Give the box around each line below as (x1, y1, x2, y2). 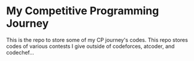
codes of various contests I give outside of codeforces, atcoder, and (6, 43, 175, 50)
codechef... (6, 49, 35, 56)
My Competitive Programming (6, 4, 159, 18)
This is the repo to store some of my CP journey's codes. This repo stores (6, 36, 189, 43)
